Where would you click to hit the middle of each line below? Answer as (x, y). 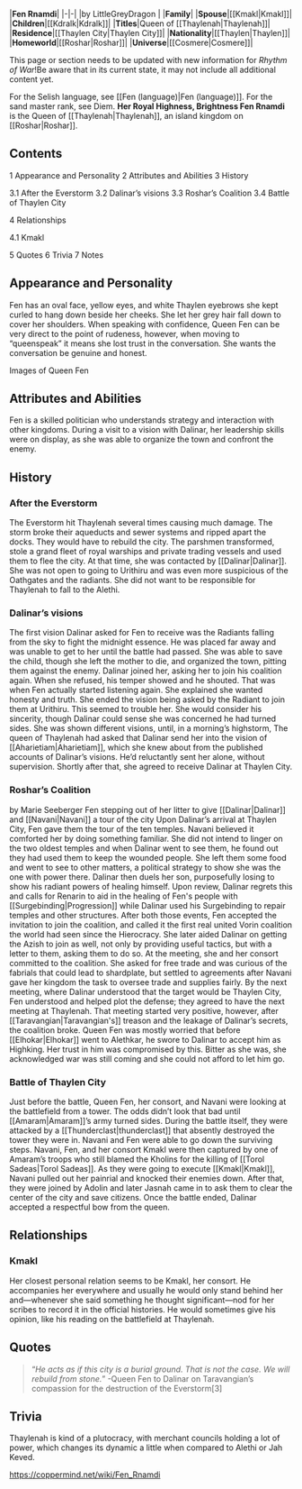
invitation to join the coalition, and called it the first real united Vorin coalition (151, 925)
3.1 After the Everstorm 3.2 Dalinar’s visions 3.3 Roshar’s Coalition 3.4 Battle (150, 193)
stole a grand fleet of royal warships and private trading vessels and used (145, 552)
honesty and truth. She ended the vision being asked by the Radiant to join (147, 699)
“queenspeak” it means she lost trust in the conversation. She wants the (143, 343)
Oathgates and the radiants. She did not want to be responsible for (133, 580)
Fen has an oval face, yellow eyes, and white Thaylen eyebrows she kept (144, 305)
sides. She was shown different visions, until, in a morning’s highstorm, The (149, 728)
